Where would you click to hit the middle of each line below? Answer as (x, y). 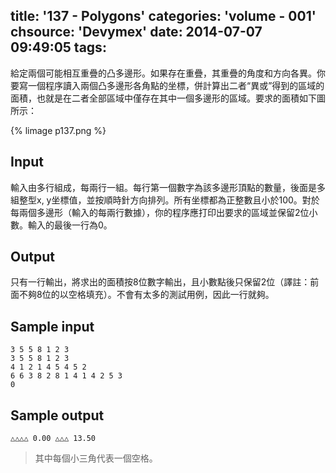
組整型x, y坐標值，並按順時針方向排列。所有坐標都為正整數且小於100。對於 (165, 200)
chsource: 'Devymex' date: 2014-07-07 (136, 32)
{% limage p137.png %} (58, 130)
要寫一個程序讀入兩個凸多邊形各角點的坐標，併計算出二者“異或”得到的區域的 (167, 85)
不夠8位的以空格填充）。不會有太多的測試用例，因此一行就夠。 (146, 295)
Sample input (52, 326)
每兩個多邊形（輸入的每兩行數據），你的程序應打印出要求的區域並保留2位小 (164, 212)
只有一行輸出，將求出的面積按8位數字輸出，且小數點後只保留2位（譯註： (160, 282)
